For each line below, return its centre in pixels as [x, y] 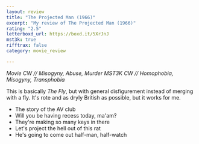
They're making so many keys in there [62, 122]
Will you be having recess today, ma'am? [66, 115]
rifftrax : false [27, 46]
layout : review [25, 12]
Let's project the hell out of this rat [58, 128]
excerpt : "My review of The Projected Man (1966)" [71, 23]
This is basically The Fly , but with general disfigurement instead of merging [100, 91]
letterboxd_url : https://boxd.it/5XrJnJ [58, 34]
